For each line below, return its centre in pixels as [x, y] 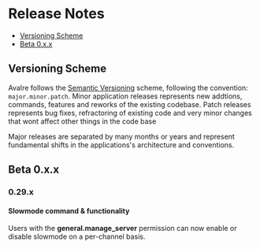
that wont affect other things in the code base [82, 121]
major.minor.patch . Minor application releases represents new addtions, [125, 96]
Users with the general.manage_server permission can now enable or [123, 229]
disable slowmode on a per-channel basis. [77, 236]
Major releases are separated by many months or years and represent [121, 136]
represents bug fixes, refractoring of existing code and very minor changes [130, 113]
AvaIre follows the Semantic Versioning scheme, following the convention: [128, 87]
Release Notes [56, 14]
